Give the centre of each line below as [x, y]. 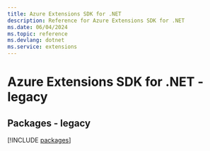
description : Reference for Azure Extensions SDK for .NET [96, 21]
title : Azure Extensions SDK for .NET [64, 14]
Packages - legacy [49, 123]
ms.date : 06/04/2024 [38, 27]
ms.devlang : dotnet [36, 40]
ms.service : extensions [42, 47]
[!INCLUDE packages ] [39, 140]
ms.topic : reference [38, 34]
